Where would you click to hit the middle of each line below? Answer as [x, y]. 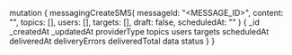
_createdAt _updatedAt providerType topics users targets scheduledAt [139, 31]
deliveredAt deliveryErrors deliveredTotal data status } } [112, 41]
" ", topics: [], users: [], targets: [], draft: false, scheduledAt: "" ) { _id [135, 22]
